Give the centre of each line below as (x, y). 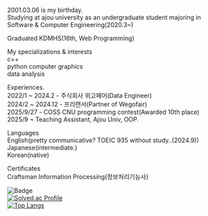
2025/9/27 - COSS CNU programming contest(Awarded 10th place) (103, 112)
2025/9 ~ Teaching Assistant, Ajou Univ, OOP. (73, 119)
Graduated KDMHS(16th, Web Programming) (71, 38)
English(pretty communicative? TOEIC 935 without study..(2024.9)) (103, 140)
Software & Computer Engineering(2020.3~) (70, 25)
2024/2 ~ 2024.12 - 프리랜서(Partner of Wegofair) (77, 104)
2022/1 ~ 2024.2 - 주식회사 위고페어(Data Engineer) (80, 95)
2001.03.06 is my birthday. (45, 10)
